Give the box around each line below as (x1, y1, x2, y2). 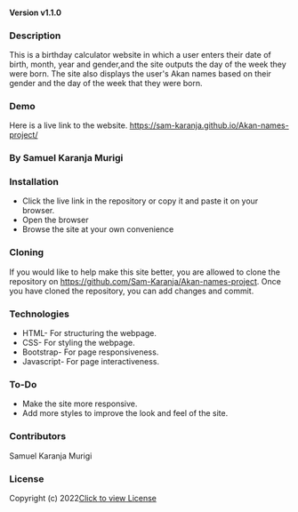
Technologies (9, 308, 69, 320)
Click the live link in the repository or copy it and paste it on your (21, 196, 259, 206)
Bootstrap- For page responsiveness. (21, 347, 159, 357)
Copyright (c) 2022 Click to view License (9, 492, 157, 503)
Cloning (9, 246, 44, 259)
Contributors (9, 430, 67, 443)
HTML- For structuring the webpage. (21, 328, 157, 338)
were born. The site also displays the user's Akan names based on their (9, 68, 271, 79)
